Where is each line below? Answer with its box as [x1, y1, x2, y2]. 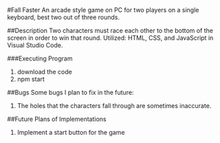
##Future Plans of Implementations [7, 115, 107, 123]
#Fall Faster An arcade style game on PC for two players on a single [7, 6, 199, 14]
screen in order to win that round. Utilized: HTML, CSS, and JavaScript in [7, 34, 214, 42]
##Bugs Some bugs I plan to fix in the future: [7, 89, 134, 96]
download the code [16, 68, 72, 76]
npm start [16, 75, 45, 83]
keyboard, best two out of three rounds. [7, 13, 120, 21]
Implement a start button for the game [16, 129, 125, 136]
